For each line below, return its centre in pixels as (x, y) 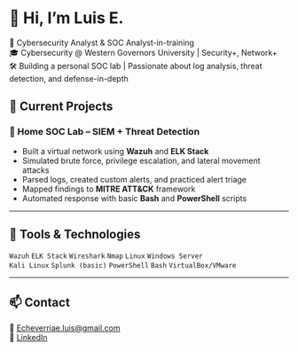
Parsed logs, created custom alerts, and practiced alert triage (134, 179)
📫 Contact (40, 302)
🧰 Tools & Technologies (75, 234)
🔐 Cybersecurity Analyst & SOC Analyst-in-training (102, 43)
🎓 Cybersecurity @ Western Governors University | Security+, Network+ (143, 52)
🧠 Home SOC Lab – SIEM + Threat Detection (105, 132)
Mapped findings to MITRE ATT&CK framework (109, 189)
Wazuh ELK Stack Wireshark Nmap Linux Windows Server (106, 256)
